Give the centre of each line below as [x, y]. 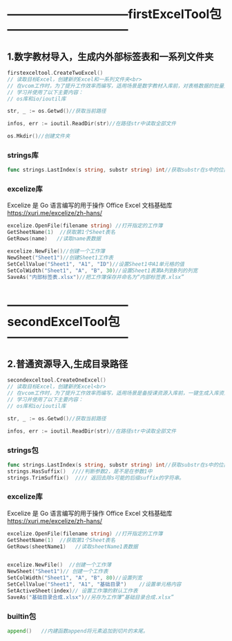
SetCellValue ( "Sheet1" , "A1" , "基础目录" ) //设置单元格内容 [94, 585]
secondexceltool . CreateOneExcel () [57, 380]
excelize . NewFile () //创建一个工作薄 [59, 565]
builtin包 [22, 616]
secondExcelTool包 [64, 322]
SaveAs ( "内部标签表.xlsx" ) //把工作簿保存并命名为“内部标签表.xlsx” [96, 277]
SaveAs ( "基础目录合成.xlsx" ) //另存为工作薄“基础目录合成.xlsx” [90, 597]
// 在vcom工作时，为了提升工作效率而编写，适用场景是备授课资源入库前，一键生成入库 [113, 393]
